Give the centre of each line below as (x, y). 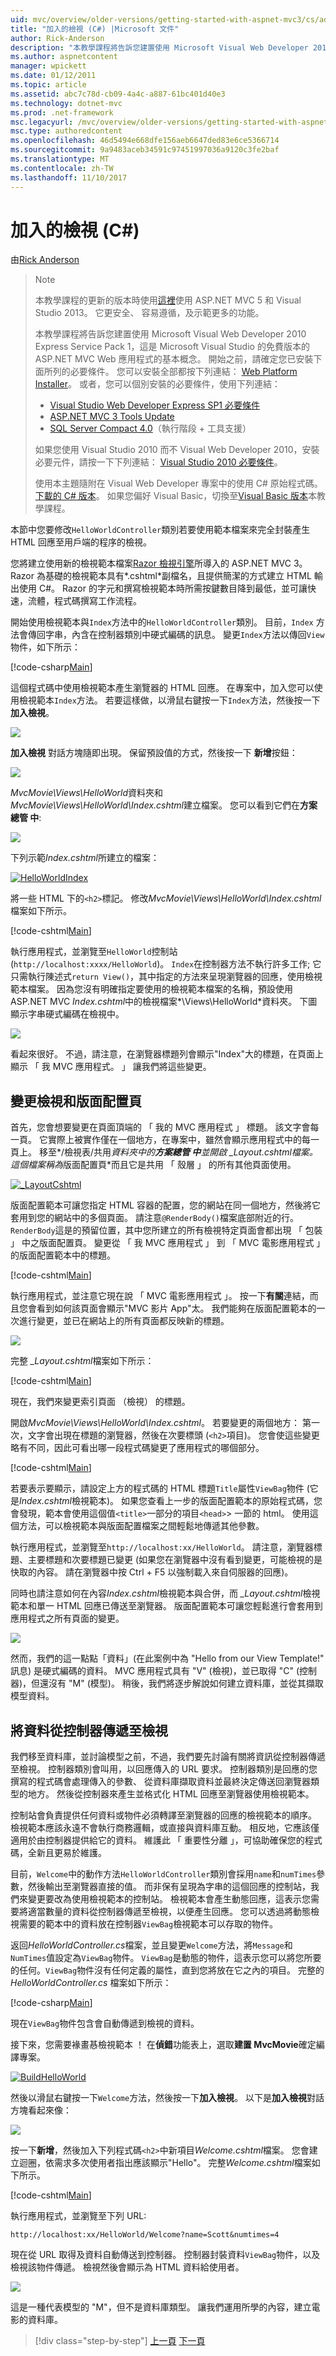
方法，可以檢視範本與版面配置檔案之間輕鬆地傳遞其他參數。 (141, 1526)
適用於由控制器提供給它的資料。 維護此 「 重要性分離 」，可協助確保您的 (157, 1840)
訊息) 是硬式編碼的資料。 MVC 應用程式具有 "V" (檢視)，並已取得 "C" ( (155, 1671)
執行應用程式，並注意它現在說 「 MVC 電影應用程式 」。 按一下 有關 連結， (160, 1296)
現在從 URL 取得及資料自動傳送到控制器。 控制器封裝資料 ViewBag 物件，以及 (165, 2255)
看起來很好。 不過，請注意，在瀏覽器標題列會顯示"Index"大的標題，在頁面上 (167, 1054)
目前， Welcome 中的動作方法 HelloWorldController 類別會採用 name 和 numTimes (163, 1874)
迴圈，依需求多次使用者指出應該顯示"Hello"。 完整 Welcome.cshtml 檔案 (165, 2163)
